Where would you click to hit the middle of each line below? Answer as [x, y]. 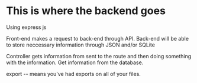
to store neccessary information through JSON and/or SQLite [81, 45]
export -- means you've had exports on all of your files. [73, 74]
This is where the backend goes [86, 11]
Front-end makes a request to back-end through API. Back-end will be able [98, 38]
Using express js [26, 27]
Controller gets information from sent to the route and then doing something [99, 56]
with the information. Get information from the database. [75, 62]
